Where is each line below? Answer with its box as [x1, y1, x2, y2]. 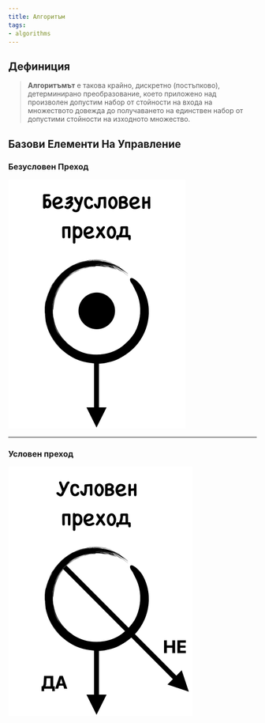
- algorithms [8, 29, 51, 37]
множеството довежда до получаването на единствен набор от [27, 106, 244, 115]
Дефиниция [8, 59, 71, 73]
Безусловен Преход [8, 161, 89, 172]
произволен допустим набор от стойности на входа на [27, 97, 213, 107]
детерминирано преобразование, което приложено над [27, 89, 217, 99]
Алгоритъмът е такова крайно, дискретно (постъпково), [27, 81, 221, 90]
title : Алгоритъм [8, 13, 65, 21]
